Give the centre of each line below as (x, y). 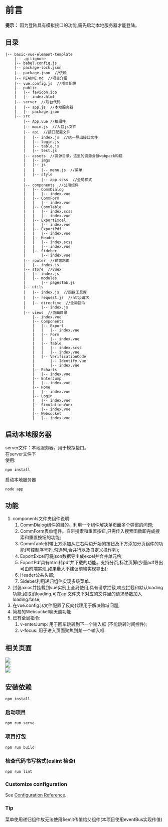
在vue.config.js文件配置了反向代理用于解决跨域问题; (66, 605)
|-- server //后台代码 (38, 102)
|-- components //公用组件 (51, 185)
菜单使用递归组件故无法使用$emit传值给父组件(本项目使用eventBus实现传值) (84, 819)
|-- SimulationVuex (52, 405)
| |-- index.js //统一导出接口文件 (61, 137)
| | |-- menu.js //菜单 (53, 170)
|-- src (22, 116)
